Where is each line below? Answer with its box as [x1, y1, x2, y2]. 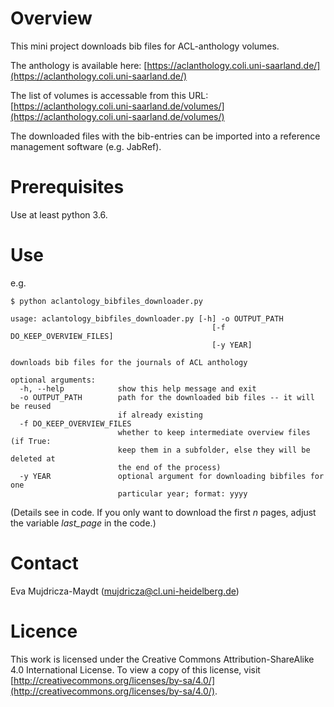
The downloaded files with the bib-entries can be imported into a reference [10, 130, 321, 142]
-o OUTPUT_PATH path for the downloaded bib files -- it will [19, 392, 315, 402]
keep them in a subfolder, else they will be [117, 445, 311, 455]
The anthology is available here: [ [10, 59, 148, 71]
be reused [10, 401, 52, 411]
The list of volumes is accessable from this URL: [10, 89, 209, 101]
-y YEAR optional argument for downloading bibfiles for [19, 471, 325, 481]
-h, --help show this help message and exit [19, 383, 257, 394]
